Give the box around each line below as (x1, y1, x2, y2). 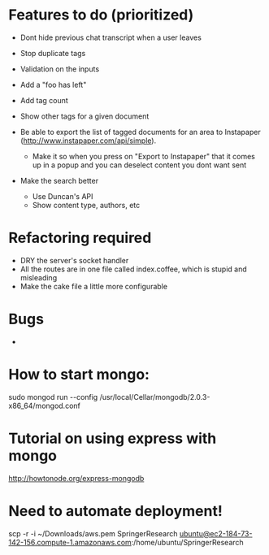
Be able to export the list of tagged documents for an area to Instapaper (20, 127, 262, 137)
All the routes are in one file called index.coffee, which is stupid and (20, 264, 247, 274)
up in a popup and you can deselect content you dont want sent (32, 160, 247, 170)
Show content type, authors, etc (32, 200, 141, 210)
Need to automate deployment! (8, 501, 223, 520)
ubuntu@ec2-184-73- (179, 528, 253, 538)
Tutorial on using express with (8, 429, 217, 448)
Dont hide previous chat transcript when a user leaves (20, 33, 202, 42)
